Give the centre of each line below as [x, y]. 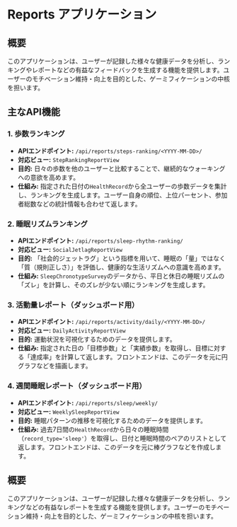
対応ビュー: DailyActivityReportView [71, 330]
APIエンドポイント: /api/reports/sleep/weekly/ [88, 403]
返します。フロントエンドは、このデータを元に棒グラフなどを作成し [116, 447]
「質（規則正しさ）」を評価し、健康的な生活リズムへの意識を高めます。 [121, 267]
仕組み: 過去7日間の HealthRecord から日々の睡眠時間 [93, 429]
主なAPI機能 [34, 112]
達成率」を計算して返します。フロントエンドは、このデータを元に [126, 357]
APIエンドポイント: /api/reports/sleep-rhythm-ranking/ [100, 241]
